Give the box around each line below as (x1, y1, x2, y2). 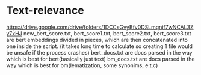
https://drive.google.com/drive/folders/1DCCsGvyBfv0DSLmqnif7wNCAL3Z (6, 23, 194, 31)
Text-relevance (6, 4, 84, 17)
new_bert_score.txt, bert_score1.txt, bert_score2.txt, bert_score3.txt (23, 29, 191, 37)
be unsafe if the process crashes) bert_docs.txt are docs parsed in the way (6, 49, 193, 56)
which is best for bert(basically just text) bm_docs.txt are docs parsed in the (6, 55, 195, 62)
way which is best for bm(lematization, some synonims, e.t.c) (6, 61, 158, 69)
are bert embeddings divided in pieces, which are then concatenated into (6, 36, 188, 43)
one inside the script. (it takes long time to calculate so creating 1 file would (6, 43, 193, 50)
